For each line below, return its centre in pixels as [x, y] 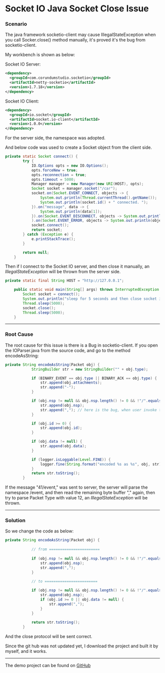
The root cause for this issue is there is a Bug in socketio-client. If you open [82, 345]
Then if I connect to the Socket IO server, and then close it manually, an [77, 266]
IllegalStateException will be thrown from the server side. [63, 272]
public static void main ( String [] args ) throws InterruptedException [87, 290]
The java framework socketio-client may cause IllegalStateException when [81, 35]
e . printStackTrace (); [54, 239]
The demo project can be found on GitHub [48, 666]
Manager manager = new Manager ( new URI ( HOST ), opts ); [87, 184]
